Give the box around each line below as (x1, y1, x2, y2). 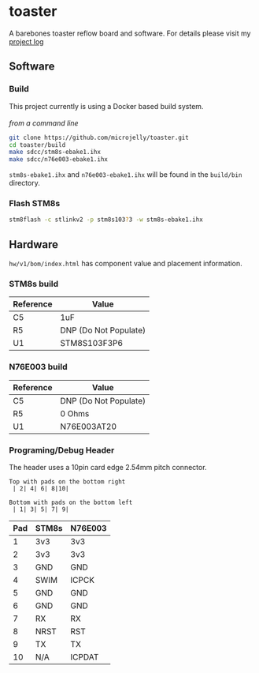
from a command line (9, 118, 79, 128)
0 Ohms (59, 408, 90, 419)
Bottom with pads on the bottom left (9, 498, 133, 506)
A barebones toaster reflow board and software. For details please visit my (9, 28, 251, 38)
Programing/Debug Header (9, 445, 115, 456)
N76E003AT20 (59, 421, 117, 432)
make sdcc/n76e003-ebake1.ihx (9, 156, 109, 164)
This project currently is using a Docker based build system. (9, 101, 204, 111)
